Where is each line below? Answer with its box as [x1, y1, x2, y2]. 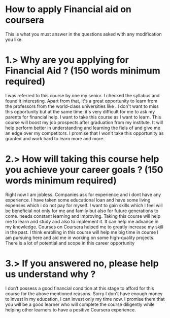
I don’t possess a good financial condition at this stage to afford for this [5, 285, 154, 291]
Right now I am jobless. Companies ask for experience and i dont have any [5, 191, 161, 197]
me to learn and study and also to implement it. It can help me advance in [5, 218, 159, 224]
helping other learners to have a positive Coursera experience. [5, 306, 136, 312]
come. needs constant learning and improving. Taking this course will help [5, 213, 161, 219]
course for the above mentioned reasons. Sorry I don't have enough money [5, 290, 163, 297]
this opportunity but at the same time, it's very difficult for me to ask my [5, 108, 155, 114]
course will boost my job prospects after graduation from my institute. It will [5, 119, 163, 125]
